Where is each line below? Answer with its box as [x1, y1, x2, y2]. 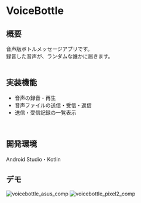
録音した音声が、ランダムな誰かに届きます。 [6, 53, 114, 60]
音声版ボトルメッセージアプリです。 [6, 46, 93, 52]
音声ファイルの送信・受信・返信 [14, 101, 92, 109]
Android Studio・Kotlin [6, 156, 61, 163]
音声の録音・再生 [14, 94, 56, 101]
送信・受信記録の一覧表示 [14, 109, 77, 116]
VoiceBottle [6, 4, 64, 18]
